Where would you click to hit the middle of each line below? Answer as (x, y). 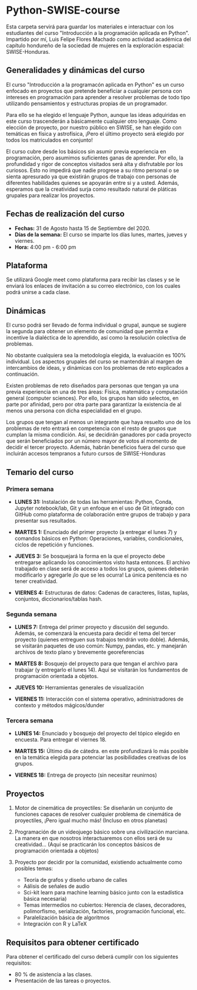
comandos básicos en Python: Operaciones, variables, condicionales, (99, 538)
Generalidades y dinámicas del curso (76, 71)
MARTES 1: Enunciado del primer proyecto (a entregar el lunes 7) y (96, 532)
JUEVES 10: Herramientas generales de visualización (79, 688)
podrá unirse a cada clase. (38, 292)
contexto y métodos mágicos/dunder (59, 705)
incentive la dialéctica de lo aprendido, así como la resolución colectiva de (96, 338)
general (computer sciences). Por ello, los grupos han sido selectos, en (92, 398)
